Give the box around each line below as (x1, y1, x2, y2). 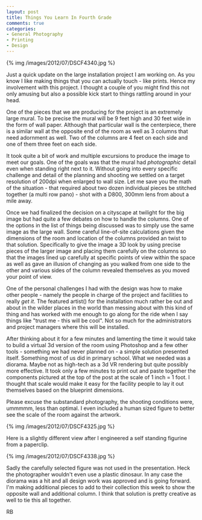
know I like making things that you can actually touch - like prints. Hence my (6, 77, 196, 85)
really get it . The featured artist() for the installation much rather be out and (6, 297, 193, 305)
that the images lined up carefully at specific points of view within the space (6, 253, 195, 261)
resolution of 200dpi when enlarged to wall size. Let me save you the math (6, 178, 192, 185)
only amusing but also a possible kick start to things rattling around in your (6, 90, 192, 97)
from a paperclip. (6, 441, 49, 448)
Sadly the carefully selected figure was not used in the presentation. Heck (6, 464, 191, 472)
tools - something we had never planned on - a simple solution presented (6, 348, 189, 355)
